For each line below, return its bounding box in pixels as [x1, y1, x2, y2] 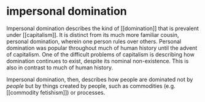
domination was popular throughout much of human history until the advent [6, 44, 198, 52]
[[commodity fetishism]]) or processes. [6, 88, 106, 96]
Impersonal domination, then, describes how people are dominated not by [6, 76, 193, 83]
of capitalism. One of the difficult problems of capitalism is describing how [6, 50, 195, 58]
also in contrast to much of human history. [6, 63, 114, 71]
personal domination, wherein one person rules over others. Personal [6, 37, 182, 45]
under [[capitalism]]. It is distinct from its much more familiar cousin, [6, 31, 179, 38]
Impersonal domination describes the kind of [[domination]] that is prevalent [6, 25, 199, 32]
